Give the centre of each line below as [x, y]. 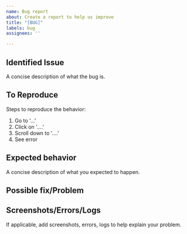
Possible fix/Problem [45, 190]
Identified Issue [35, 62]
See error [26, 139]
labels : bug [21, 28]
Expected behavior [41, 158]
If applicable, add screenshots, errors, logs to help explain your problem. [94, 225]
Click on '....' [29, 126]
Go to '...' [25, 121]
